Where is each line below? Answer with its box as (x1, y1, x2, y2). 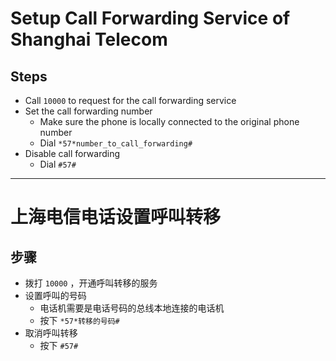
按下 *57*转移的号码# (39, 315, 120, 326)
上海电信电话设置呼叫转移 (10, 206, 222, 229)
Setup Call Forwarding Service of (10, 7, 291, 30)
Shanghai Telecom (10, 28, 168, 51)
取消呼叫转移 (24, 327, 78, 339)
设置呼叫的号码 (24, 290, 87, 301)
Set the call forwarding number (24, 105, 153, 117)
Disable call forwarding (24, 148, 121, 159)
